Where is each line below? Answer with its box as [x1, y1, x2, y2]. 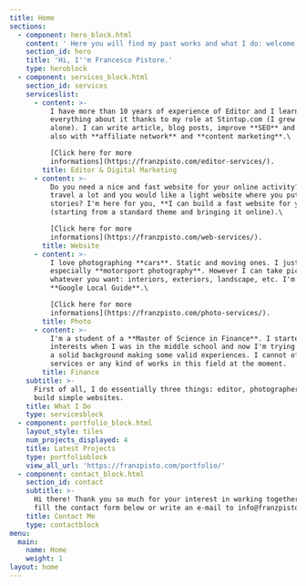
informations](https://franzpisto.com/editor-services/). [49, 157, 275, 166]
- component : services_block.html [17, 73, 148, 82]
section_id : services [25, 81, 107, 90]
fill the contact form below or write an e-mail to [33, 503, 234, 512]
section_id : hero [25, 47, 92, 57]
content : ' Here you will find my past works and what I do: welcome [25, 38, 296, 48]
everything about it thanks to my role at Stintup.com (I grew [49, 115, 296, 124]
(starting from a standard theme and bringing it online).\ [49, 208, 283, 217]
